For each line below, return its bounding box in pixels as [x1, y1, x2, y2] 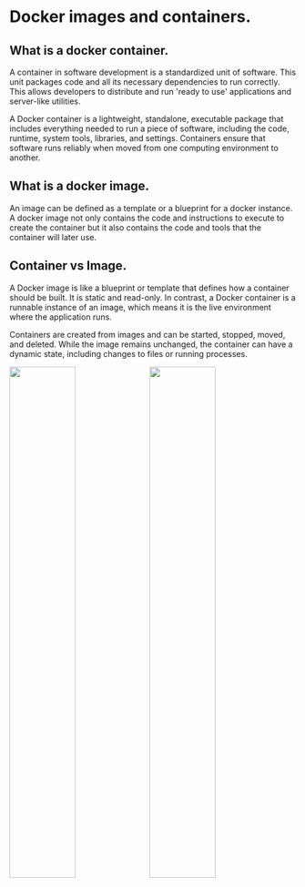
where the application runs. [9, 311, 112, 322]
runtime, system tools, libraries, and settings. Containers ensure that [9, 133, 266, 143]
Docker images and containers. [9, 6, 252, 27]
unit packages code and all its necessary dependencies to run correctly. [9, 76, 280, 87]
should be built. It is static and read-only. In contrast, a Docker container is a [9, 291, 296, 302]
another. [9, 152, 41, 163]
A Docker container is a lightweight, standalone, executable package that [9, 114, 284, 124]
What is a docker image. [9, 178, 150, 194]
